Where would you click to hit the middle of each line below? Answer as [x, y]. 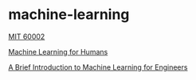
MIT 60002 [27, 36]
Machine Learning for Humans [58, 51]
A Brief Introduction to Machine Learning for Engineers [98, 67]
